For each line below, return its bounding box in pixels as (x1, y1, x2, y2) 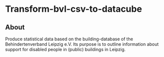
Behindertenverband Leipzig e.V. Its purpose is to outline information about (5, 41, 159, 47)
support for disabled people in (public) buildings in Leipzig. (5, 47, 126, 52)
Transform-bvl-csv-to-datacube (5, 3, 143, 15)
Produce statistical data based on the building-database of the (5, 36, 133, 42)
